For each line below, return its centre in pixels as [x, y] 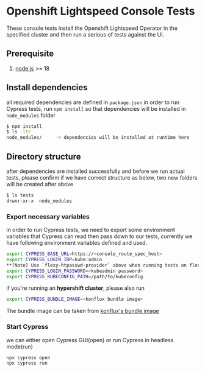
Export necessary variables [48, 216]
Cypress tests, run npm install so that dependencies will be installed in [96, 108]
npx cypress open [28, 357]
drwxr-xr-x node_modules [39, 201]
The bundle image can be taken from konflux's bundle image [83, 311]
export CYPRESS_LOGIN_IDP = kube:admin [54, 259]
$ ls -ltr [19, 132]
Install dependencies [47, 87]
